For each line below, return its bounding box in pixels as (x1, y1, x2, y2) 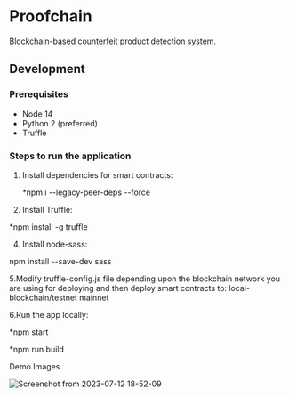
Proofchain (9, 6, 92, 27)
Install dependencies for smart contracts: (21, 169, 173, 180)
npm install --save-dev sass (9, 255, 112, 266)
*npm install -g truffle (9, 221, 88, 232)
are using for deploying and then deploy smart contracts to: (9, 282, 228, 293)
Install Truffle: (21, 204, 73, 215)
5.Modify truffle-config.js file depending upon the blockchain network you (9, 273, 281, 284)
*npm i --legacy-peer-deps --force (21, 187, 151, 198)
